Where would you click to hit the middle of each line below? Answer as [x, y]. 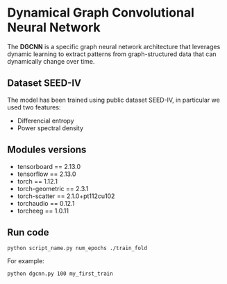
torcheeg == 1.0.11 [43, 211]
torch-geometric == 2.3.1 [53, 188]
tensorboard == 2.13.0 [49, 166]
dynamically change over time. [51, 61]
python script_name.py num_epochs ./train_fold [77, 248]
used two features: [34, 107]
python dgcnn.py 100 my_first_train [60, 274]
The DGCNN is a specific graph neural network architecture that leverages [114, 46]
